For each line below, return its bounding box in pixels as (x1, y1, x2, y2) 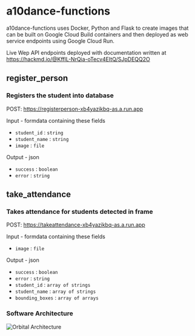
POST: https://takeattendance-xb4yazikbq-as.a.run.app (6, 221, 145, 228)
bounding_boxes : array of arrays (15, 294, 99, 301)
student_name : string (15, 135, 69, 142)
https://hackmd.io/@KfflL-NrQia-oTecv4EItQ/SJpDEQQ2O (6, 55, 150, 63)
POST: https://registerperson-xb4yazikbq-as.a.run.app (6, 105, 144, 112)
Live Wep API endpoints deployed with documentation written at (6, 49, 167, 56)
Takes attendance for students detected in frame (6, 207, 153, 216)
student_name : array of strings (15, 287, 96, 295)
